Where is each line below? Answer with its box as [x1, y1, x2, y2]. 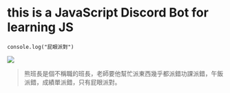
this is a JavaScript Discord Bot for [7, 5, 209, 21]
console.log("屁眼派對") [7, 43, 74, 50]
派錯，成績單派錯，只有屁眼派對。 [23, 78, 121, 86]
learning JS [7, 19, 74, 35]
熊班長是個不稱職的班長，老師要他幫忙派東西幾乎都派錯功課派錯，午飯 [23, 69, 224, 77]
